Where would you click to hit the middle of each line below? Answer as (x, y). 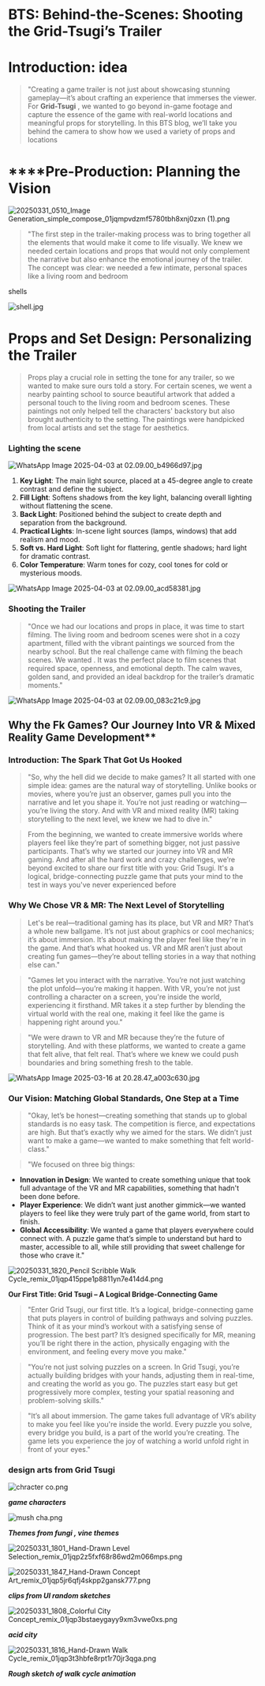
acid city (23, 1635)
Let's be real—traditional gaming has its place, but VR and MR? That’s (140, 922)
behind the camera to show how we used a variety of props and (131, 131)
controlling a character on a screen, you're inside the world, (125, 997)
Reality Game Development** (82, 737)
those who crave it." (52, 1255)
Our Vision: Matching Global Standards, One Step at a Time (123, 1098)
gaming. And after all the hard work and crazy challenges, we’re (131, 860)
